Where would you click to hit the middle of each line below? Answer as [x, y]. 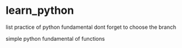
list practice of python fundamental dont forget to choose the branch [91, 27]
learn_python [40, 10]
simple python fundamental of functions [55, 38]
